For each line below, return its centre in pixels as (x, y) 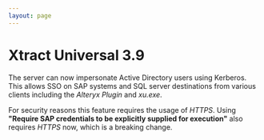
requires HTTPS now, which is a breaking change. (90, 127)
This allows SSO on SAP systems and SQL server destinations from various (132, 86)
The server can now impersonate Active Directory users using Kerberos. (128, 78)
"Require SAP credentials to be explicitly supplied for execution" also (126, 118)
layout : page (30, 16)
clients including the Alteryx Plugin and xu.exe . (85, 94)
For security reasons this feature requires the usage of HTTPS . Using (122, 110)
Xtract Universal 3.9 (77, 55)
